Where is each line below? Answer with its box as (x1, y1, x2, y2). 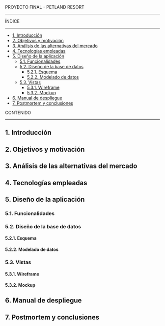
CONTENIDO (5, 110, 31, 115)
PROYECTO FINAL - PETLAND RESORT (5, 4, 84, 10)
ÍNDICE (5, 18, 20, 24)
